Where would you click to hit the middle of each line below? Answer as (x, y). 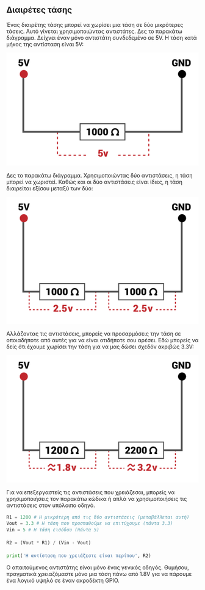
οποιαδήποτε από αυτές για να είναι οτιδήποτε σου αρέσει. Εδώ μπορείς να (103, 340)
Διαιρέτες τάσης (39, 10)
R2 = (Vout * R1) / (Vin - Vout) (49, 543)
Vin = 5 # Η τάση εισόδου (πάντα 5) (53, 530)
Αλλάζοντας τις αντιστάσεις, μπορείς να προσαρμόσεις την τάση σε (94, 334)
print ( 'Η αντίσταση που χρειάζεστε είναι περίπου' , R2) (79, 556)
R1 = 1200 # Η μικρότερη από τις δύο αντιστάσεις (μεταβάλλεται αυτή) (98, 517)
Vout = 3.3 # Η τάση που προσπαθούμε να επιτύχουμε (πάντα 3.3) (90, 523)
